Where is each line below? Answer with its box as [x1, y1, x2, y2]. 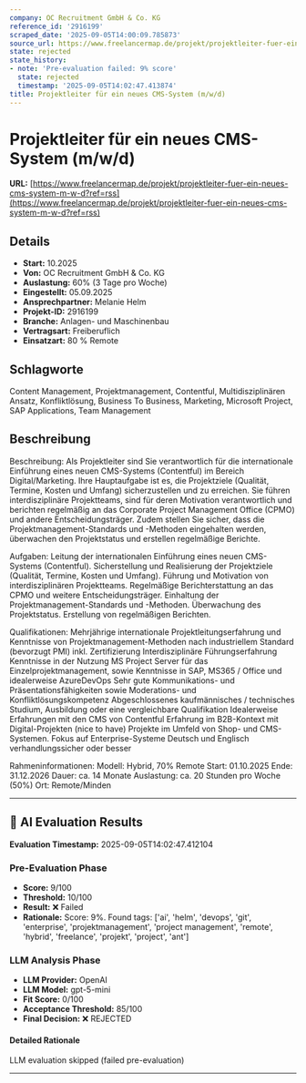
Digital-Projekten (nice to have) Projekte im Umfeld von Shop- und [9, 723, 258, 734]
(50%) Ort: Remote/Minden [9, 780, 112, 791]
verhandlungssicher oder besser [9, 742, 132, 753]
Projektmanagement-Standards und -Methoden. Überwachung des [9, 598, 261, 610]
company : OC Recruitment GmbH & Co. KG [9, 13, 161, 23]
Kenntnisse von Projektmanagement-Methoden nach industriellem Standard [9, 636, 294, 647]
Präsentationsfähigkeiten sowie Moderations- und [9, 684, 198, 695]
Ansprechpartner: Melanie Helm [22, 297, 147, 308]
